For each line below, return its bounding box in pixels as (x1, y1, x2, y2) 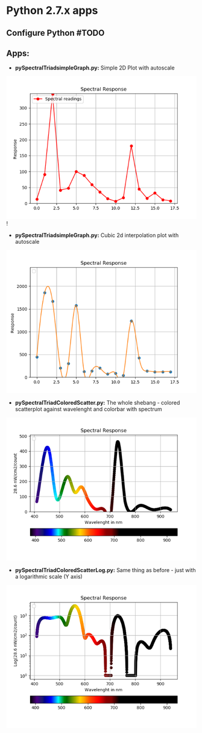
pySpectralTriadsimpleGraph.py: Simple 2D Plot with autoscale (14, 64, 175, 71)
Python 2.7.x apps (6, 4, 98, 18)
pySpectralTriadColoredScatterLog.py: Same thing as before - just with (14, 567, 196, 574)
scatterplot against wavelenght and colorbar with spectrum (14, 406, 162, 413)
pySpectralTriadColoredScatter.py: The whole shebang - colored (14, 399, 180, 406)
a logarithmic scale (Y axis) (14, 573, 83, 581)
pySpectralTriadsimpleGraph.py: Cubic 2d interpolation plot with (14, 232, 179, 239)
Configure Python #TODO (6, 28, 105, 38)
